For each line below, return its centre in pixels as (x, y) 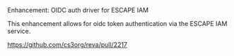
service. (19, 31)
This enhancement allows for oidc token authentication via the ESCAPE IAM (117, 23)
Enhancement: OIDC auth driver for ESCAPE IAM (78, 10)
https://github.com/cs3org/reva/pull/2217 (68, 44)
